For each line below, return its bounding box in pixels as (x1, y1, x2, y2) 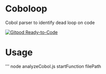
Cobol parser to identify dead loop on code (5, 19, 95, 25)
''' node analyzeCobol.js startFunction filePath (5, 63, 101, 69)
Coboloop (5, 3, 47, 14)
